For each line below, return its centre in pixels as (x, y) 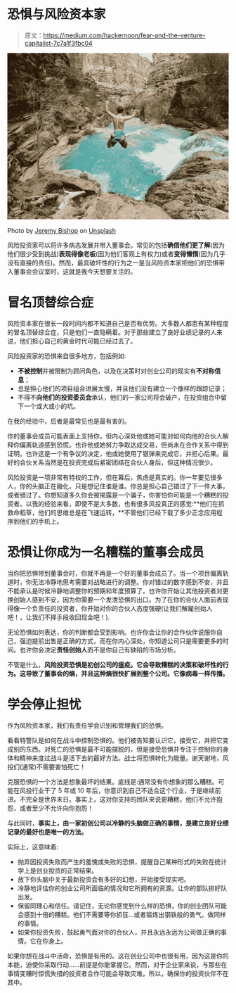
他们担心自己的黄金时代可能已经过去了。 (78, 341)
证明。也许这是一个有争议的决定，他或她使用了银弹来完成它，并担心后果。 (115, 453)
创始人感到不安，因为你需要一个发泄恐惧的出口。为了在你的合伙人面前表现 (121, 600)
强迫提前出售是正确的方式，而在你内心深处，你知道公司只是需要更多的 (121, 640)
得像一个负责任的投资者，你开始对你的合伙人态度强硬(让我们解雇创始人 (110, 608)
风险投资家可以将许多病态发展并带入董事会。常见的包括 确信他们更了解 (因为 (116, 245)
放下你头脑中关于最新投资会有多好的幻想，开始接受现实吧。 (104, 879)
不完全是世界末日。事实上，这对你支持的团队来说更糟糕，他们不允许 (118, 799)
